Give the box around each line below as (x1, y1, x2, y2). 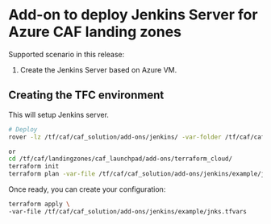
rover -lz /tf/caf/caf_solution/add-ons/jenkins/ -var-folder (8, 133, 222, 141)
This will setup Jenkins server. (8, 110, 109, 119)
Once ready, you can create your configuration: (8, 185, 166, 194)
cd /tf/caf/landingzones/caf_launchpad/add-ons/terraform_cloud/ (8, 155, 232, 163)
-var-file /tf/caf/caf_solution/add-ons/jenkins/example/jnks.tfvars (8, 207, 248, 215)
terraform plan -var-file (8, 170, 95, 178)
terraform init (8, 163, 60, 171)
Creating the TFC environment (8, 89, 165, 102)
